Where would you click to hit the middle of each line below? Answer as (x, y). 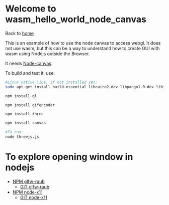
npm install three (24, 114)
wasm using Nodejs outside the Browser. (48, 54)
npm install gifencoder (30, 105)
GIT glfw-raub (35, 186)
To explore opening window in (69, 157)
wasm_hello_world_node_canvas (76, 19)
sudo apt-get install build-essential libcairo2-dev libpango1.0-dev (80, 87)
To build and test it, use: (30, 73)
